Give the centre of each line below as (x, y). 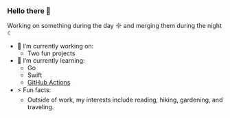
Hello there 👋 (29, 11)
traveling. (41, 107)
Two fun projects (51, 53)
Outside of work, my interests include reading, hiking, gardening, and (125, 100)
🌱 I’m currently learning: (51, 61)
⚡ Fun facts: (34, 90)
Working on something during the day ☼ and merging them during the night (114, 26)
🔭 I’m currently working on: (55, 46)
